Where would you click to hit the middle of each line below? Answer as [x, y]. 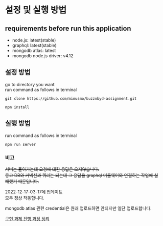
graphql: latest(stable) [35, 45]
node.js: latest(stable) [34, 40]
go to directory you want [30, 84]
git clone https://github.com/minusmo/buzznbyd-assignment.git [71, 98]
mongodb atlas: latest [34, 50]
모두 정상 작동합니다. [25, 198]
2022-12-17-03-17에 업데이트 [34, 192]
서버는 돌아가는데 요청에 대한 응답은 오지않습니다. [52, 169]
